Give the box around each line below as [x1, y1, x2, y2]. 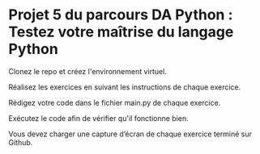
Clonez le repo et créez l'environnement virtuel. [8, 66, 168, 76]
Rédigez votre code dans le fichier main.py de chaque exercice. [8, 98, 221, 107]
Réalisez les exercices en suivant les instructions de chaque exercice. [8, 82, 241, 92]
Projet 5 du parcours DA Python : [8, 6, 233, 24]
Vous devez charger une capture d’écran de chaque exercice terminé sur [8, 129, 253, 139]
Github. [8, 137, 33, 147]
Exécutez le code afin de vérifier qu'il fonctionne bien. [8, 113, 189, 123]
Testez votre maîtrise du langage [8, 23, 234, 41]
